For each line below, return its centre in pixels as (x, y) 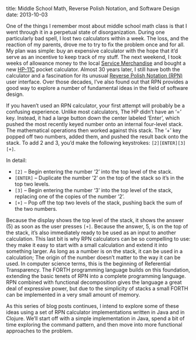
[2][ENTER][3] (169, 143)
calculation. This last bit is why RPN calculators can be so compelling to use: (98, 239)
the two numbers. (36, 209)
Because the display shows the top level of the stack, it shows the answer (95, 220)
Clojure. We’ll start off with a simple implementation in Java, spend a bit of (95, 318)
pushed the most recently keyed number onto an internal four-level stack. (94, 124)
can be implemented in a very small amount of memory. (73, 295)
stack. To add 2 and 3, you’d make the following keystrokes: (78, 143)
